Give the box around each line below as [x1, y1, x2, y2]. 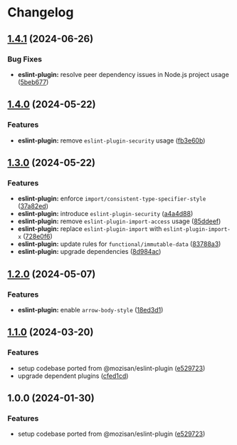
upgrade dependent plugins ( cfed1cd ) [17, 372, 129, 380]
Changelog [7, 4, 74, 21]
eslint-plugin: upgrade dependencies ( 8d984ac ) [17, 247, 162, 256]
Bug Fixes [7, 54, 43, 64]
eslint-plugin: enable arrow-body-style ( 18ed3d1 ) [17, 305, 164, 314]
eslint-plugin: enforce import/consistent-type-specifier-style [17, 194, 206, 203]
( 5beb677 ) [17, 78, 49, 86]
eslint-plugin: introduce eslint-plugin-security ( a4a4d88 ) [17, 210, 194, 218]
